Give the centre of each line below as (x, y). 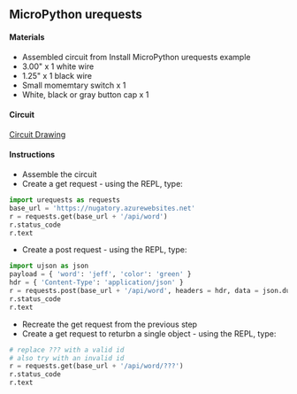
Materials (27, 37)
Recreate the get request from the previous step (109, 324)
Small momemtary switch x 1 (74, 85)
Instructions (32, 155)
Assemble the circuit (59, 174)
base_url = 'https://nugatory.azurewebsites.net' (103, 208)
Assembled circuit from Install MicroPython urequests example (136, 57)
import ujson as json (49, 266)
